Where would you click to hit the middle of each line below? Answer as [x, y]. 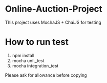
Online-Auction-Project [54, 9]
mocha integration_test [35, 66]
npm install [23, 55]
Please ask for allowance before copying [46, 75]
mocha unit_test [28, 60]
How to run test [37, 42]
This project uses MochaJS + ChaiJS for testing [53, 22]
